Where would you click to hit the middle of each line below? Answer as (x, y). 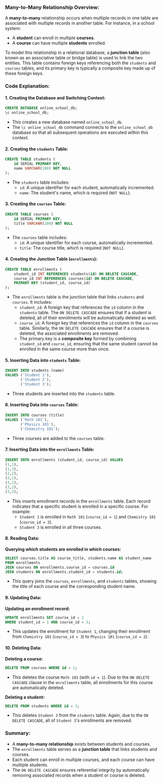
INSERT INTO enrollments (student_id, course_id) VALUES (64, 460)
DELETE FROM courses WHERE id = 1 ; (41, 668)
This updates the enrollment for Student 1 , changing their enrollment (81, 632)
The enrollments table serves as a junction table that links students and (84, 749)
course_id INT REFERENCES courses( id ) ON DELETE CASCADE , (74, 278)
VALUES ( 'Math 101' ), (27, 420)
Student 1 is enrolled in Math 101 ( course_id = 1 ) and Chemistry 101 (88, 516)
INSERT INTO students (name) (35, 371)
